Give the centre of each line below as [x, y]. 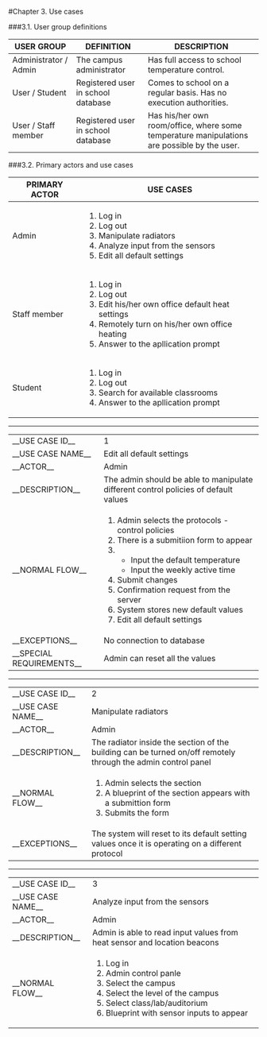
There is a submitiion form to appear [185, 540]
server [129, 600]
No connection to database [154, 640]
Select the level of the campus [163, 993]
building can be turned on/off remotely [163, 752]
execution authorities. [188, 103]
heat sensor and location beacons [156, 942]
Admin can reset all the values [160, 658]
